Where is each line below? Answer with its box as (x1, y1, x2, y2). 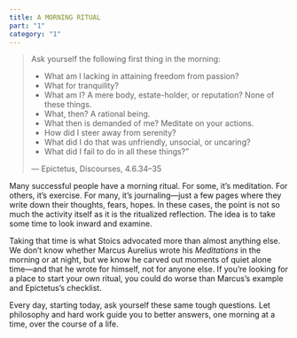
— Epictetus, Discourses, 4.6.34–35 (30, 163, 162, 174)
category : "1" (9, 29, 62, 38)
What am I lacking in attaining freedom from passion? (43, 71, 239, 82)
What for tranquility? (43, 81, 120, 91)
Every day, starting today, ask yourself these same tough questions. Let (9, 300, 270, 310)
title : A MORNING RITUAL (9, 12, 101, 22)
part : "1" (9, 21, 46, 30)
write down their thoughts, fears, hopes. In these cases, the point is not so (9, 200, 281, 210)
